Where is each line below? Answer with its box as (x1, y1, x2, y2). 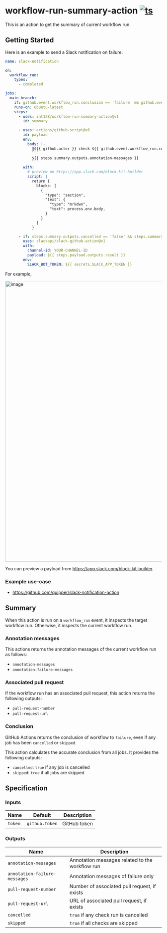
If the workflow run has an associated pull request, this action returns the (5, 690, 155, 696)
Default (33, 812, 51, 819)
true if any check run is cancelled (69, 911, 148, 918)
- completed (18, 82, 43, 87)
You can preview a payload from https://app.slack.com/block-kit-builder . (5, 565, 154, 571)
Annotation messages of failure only (69, 873, 154, 880)
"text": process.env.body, (49, 207, 106, 212)
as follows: (5, 652, 27, 658)
